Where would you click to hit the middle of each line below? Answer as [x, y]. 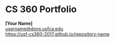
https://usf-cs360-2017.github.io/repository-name [57, 34]
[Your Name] [19, 23]
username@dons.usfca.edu [34, 28]
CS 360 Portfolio [41, 9]
